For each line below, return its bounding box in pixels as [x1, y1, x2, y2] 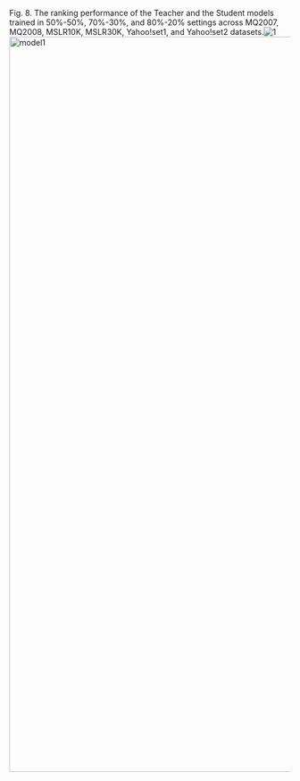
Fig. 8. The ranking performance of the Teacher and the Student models [9, 8, 274, 18]
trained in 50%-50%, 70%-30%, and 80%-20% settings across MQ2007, [9, 17, 279, 28]
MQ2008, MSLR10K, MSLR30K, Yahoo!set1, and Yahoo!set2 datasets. [9, 27, 265, 37]
